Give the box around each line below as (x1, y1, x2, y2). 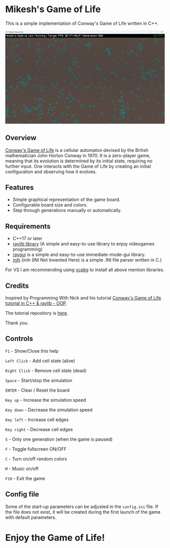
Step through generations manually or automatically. (12, 207, 122, 214)
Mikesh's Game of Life (5, 4, 101, 15)
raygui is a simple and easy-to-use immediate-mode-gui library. (12, 251, 146, 258)
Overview (5, 134, 37, 142)
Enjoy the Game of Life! (5, 532, 105, 543)
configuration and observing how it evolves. (5, 168, 97, 175)
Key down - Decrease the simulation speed (5, 406, 93, 413)
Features (5, 183, 34, 192)
